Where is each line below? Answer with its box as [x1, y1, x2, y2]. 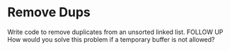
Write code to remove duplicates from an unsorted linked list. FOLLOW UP [7, 28, 224, 36]
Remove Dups [7, 4, 91, 21]
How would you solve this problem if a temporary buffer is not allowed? [7, 35, 215, 43]
